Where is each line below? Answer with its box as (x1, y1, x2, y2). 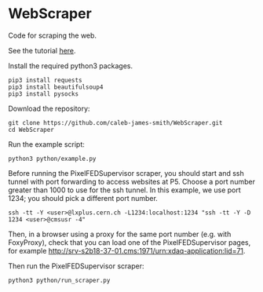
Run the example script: (8, 139, 85, 149)
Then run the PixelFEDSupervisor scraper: (8, 261, 144, 271)
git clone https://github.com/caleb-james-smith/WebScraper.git (8, 119, 223, 126)
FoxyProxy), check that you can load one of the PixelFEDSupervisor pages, (8, 237, 251, 247)
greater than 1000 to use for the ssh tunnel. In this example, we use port (8, 185, 241, 195)
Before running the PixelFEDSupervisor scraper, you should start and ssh (8, 168, 245, 177)
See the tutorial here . (8, 46, 76, 55)
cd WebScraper (8, 126, 55, 133)
